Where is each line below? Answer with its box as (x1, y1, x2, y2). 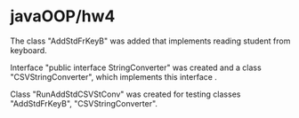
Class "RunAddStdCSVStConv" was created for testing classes (10, 89, 241, 99)
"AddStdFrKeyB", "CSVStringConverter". (10, 98, 158, 108)
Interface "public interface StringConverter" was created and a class (10, 62, 262, 73)
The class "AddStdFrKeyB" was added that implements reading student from (10, 35, 291, 46)
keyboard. (10, 44, 47, 55)
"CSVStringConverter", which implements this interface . (10, 71, 217, 82)
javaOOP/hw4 (10, 6, 116, 27)
